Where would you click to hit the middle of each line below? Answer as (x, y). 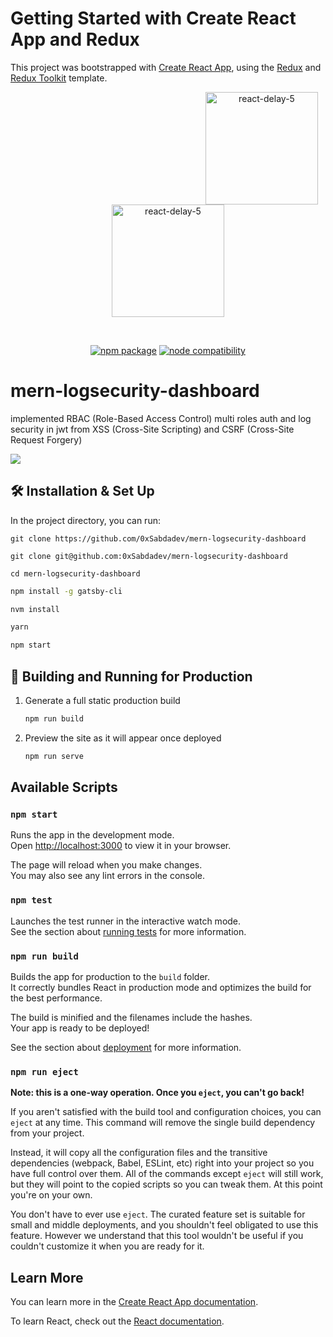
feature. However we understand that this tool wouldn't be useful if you (157, 1236)
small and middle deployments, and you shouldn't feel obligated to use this (164, 1225)
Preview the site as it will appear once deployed (123, 738)
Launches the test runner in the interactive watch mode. (126, 921)
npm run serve (54, 756)
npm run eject (44, 1071)
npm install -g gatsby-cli (66, 591)
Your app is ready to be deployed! (80, 1028)
